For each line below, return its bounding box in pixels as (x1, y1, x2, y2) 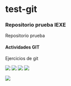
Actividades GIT (5, 44, 40, 50)
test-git (5, 3, 37, 15)
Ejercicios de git (5, 55, 39, 61)
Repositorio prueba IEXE (5, 21, 66, 28)
